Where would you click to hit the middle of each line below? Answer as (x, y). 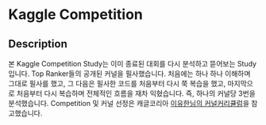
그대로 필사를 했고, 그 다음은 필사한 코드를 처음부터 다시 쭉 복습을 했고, (117, 83)
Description (38, 44)
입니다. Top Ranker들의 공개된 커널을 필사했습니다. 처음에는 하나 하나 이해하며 (129, 74)
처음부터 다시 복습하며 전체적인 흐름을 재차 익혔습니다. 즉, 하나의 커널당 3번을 (136, 93)
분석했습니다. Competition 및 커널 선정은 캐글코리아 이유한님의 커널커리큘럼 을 (129, 103)
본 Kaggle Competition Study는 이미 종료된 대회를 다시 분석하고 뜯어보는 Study (132, 64)
